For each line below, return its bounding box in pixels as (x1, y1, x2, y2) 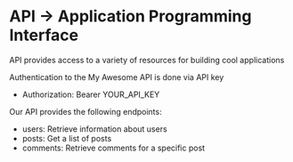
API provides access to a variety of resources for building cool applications (9, 54, 285, 65)
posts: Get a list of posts (21, 133, 112, 143)
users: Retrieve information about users (21, 123, 167, 134)
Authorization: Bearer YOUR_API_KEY (21, 89, 160, 100)
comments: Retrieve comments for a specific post (21, 142, 206, 153)
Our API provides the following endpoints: (9, 106, 162, 117)
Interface (9, 25, 78, 45)
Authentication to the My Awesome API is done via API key (9, 71, 224, 82)
